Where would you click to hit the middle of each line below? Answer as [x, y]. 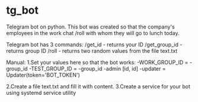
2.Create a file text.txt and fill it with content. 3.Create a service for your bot [98, 86]
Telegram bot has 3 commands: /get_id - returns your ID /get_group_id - [94, 44]
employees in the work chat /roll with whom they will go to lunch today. [93, 33]
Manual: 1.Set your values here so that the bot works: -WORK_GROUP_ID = [97, 62]
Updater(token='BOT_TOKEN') [43, 75]
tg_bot [23, 10]
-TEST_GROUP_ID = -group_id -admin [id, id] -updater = [97, 68]
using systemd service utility [41, 93]
